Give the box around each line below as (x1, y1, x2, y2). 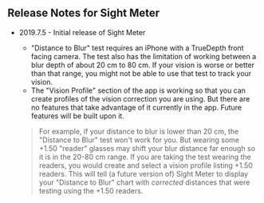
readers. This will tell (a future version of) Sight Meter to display (38, 169, 249, 178)
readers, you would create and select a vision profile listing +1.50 (38, 160, 253, 170)
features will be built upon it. (30, 111, 124, 121)
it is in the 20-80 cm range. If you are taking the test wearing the (38, 152, 252, 161)
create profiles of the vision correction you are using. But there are (30, 94, 250, 103)
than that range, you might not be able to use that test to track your (30, 68, 252, 78)
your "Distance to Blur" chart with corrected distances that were (38, 177, 250, 187)
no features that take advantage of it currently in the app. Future (30, 102, 242, 112)
